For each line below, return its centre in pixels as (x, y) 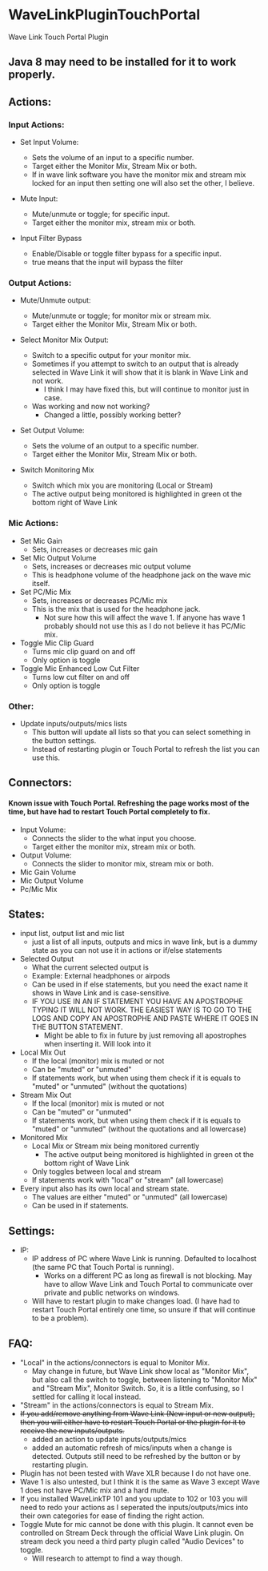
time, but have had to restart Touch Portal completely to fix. (109, 811)
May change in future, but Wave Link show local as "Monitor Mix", (140, 1371)
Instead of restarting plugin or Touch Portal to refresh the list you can (146, 749)
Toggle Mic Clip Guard (57, 643)
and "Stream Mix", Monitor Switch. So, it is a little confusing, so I (138, 1388)
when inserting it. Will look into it (98, 1044)
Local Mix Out (43, 1053)
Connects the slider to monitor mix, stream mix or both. (123, 863)
